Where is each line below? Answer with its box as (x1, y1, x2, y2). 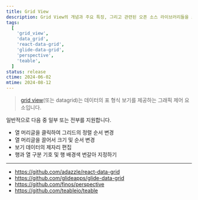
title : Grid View (6, 8, 49, 15)
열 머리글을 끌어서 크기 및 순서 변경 (14, 136, 95, 143)
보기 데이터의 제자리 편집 (14, 144, 72, 151)
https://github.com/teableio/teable (14, 187, 98, 194)
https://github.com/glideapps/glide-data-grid (14, 175, 125, 181)
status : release (6, 69, 46, 75)
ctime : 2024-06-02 (6, 74, 51, 80)
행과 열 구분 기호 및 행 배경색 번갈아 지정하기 (14, 151, 117, 158)
